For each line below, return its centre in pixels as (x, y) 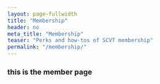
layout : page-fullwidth (42, 14)
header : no (23, 27)
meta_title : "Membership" (45, 34)
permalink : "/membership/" (47, 47)
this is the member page (50, 72)
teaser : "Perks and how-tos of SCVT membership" (80, 41)
